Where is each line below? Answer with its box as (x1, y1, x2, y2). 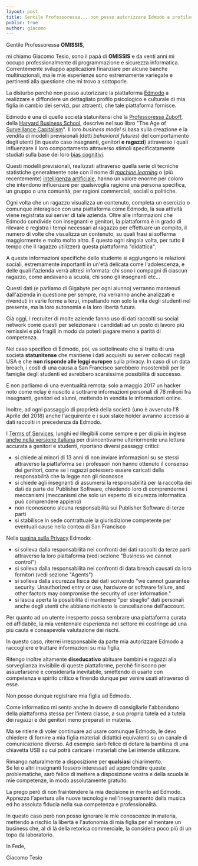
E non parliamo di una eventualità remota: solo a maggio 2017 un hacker (6, 382, 181, 389)
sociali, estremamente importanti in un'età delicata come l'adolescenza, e (6, 261, 185, 268)
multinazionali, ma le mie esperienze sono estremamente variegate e (6, 72, 173, 79)
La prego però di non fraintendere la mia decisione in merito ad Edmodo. (6, 789, 182, 796)
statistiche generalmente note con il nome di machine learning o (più (6, 169, 173, 176)
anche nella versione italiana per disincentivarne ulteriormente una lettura (6, 436, 185, 443)
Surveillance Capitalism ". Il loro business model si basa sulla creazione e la (6, 126, 187, 133)
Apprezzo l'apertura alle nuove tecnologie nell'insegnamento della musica (6, 794, 186, 802)
